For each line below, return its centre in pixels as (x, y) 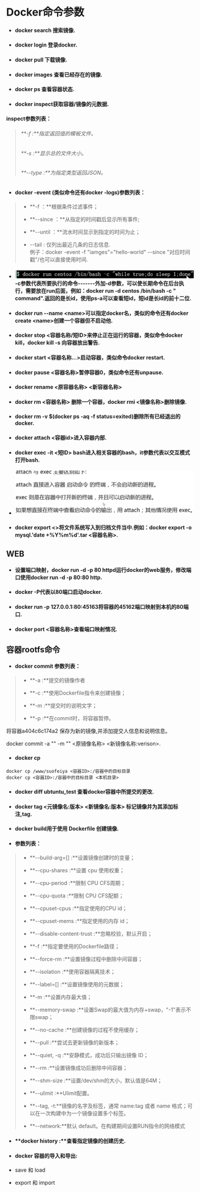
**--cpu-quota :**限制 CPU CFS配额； (76, 896)
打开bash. (27, 460)
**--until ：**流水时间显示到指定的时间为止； (85, 232)
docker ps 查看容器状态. (45, 89)
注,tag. (24, 814)
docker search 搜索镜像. (45, 30)
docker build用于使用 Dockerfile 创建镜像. (67, 829)
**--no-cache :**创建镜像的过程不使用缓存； (85, 1030)
